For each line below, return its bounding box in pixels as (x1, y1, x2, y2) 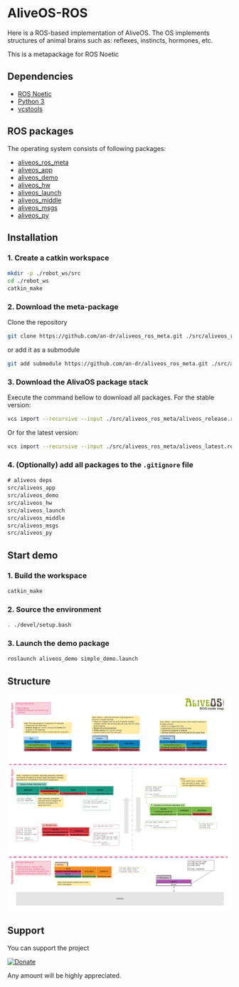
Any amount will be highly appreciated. (7, 971, 122, 980)
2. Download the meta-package (7, 301, 119, 311)
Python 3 (17, 97, 45, 105)
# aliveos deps (7, 477, 53, 484)
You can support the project (7, 944, 90, 952)
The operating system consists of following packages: (7, 144, 166, 152)
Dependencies (7, 70, 73, 83)
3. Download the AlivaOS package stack (7, 377, 149, 387)
